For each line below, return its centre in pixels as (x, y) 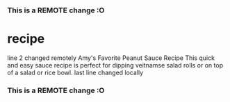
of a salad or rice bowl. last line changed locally (75, 72)
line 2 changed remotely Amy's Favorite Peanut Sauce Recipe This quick (111, 58)
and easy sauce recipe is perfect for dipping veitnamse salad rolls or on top (115, 65)
